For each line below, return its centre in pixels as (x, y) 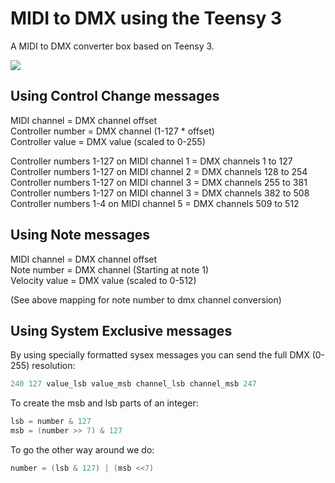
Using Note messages (80, 235)
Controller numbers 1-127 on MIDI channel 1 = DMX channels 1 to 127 (151, 161)
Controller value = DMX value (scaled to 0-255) (108, 141)
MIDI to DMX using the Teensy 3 (146, 18)
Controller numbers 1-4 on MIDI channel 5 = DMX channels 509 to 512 (155, 203)
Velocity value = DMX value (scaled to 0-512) (103, 280)
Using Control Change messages (115, 96)
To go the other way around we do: (82, 450)
